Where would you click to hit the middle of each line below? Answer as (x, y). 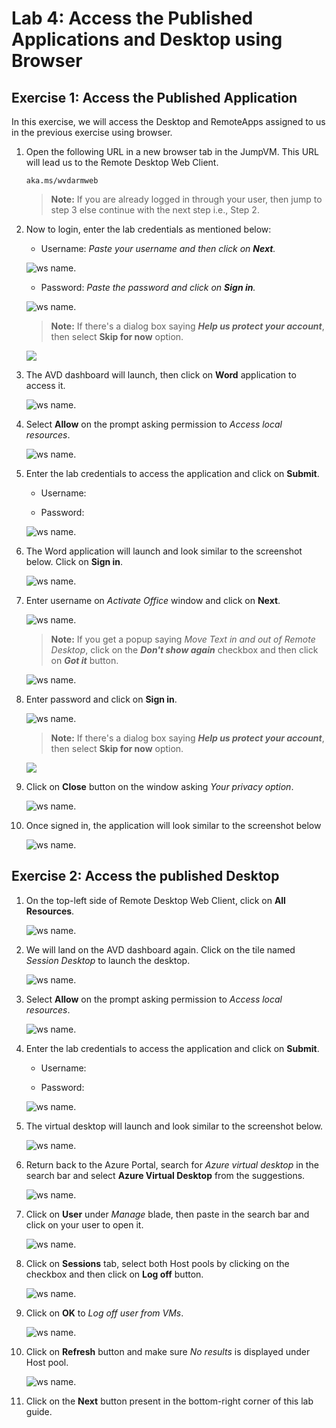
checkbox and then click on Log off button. (114, 1274)
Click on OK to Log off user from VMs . (104, 1313)
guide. (39, 1411)
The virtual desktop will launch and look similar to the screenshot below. (174, 1126)
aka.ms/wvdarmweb (62, 181)
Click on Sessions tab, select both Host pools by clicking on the (157, 1263)
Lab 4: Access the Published (132, 18)
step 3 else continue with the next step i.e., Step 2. (155, 210)
